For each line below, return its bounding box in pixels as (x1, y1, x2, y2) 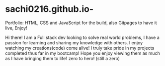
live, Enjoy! (5, 25, 27, 31)
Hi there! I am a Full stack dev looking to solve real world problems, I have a (5, 34, 160, 40)
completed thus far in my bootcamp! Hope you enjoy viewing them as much (5, 50, 160, 56)
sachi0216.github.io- (5, 3, 94, 15)
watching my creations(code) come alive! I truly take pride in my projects (5, 45, 155, 51)
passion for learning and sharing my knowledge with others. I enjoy (5, 39, 143, 45)
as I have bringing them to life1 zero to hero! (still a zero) (5, 55, 120, 61)
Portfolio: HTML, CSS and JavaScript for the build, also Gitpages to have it (5, 20, 158, 26)
